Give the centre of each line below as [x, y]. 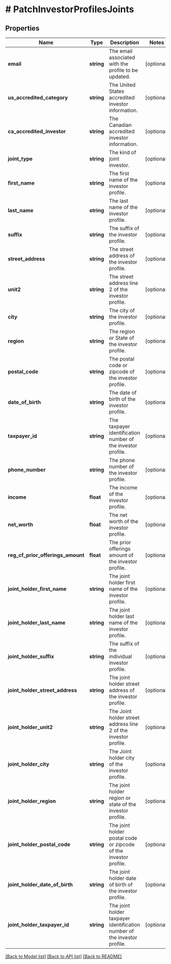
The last [118, 201]
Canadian [120, 125]
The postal [122, 359]
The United [122, 85]
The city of [122, 310]
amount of [121, 555]
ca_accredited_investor [37, 131]
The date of [123, 393]
